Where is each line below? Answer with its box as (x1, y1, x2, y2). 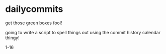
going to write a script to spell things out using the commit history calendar (5, 29, 161, 35)
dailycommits (5, 3, 63, 15)
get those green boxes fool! (5, 20, 62, 26)
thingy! (5, 35, 20, 41)
